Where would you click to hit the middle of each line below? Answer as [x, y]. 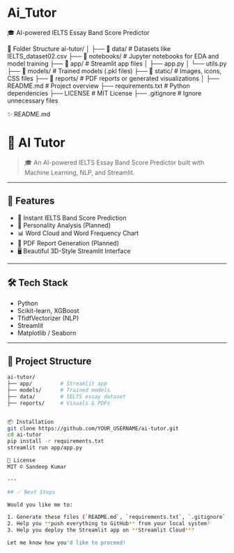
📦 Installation [31, 422]
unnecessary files [33, 100]
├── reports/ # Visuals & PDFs [59, 403]
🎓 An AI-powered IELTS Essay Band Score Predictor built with [114, 162]
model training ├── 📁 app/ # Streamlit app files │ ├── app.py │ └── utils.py [117, 63]
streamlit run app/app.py [45, 448]
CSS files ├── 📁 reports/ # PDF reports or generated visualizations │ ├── [113, 78]
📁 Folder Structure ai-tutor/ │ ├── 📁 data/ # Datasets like [89, 48]
